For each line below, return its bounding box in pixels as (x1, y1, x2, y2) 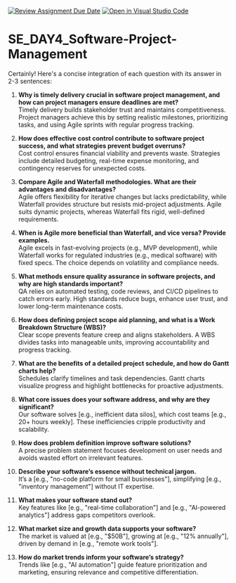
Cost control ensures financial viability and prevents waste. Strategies (18, 148, 221, 158)
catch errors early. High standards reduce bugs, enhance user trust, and (18, 294, 228, 302)
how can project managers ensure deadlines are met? (18, 98, 178, 106)
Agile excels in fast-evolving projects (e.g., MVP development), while (18, 243, 218, 252)
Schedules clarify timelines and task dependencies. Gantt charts (18, 373, 205, 383)
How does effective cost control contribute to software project (18, 134, 204, 142)
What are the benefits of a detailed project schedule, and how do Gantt (18, 359, 230, 367)
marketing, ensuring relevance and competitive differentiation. (18, 568, 199, 576)
